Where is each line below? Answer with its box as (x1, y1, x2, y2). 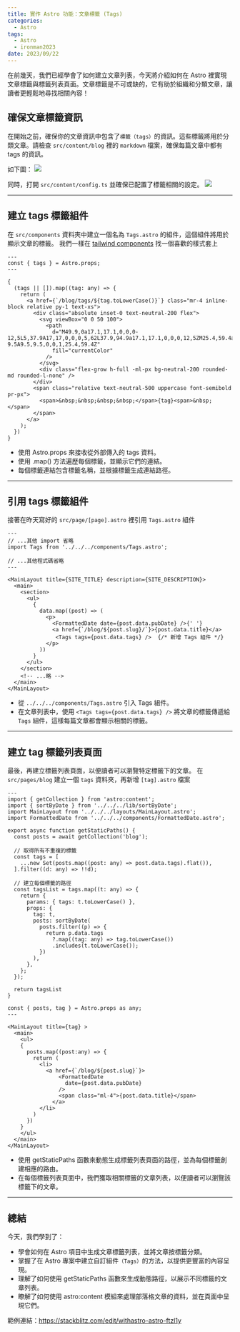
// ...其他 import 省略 (7, 537, 74, 545)
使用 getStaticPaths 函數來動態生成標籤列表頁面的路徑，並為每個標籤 (17, 1156, 221, 1164)
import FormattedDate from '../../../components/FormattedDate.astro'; (7, 815, 225, 822)
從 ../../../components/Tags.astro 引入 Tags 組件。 (17, 698, 174, 707)
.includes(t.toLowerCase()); (52, 942, 139, 950)
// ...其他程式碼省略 (7, 558, 64, 565)
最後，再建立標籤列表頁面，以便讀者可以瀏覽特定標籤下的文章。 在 (7, 766, 204, 775)
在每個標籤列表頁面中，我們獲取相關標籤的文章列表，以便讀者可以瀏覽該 (17, 1173, 231, 1182)
